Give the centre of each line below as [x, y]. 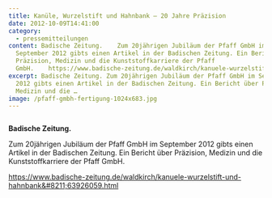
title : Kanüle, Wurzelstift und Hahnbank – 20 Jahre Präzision [117, 16]
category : [25, 31]
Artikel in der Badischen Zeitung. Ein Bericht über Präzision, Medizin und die [136, 153]
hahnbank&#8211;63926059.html [64, 186]
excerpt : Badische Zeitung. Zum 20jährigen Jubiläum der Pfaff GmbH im [132, 76]
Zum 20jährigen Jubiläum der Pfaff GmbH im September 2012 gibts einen [131, 144]
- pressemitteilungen [52, 38]
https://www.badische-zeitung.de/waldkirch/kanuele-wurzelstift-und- [125, 177]
